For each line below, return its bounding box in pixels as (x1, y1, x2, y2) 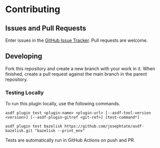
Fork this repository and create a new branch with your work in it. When (5, 65, 155, 72)
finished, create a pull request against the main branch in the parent (5, 71, 147, 77)
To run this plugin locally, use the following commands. (5, 101, 120, 107)
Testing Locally (5, 89, 44, 96)
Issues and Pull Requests (5, 24, 86, 33)
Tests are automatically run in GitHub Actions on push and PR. (5, 137, 136, 143)
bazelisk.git (5, 128, 33, 133)
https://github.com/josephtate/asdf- (64, 124, 144, 129)
